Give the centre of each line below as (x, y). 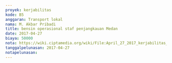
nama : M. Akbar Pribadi (31, 24)
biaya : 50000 (19, 39)
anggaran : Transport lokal (34, 19)
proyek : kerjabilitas (28, 10)
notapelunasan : (21, 52)
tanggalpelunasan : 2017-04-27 (38, 48)
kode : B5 (15, 15)
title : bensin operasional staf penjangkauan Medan (61, 29)
